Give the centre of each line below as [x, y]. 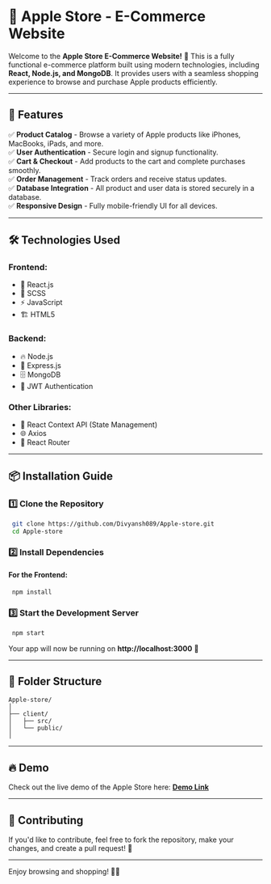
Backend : [27, 339]
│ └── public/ [35, 728]
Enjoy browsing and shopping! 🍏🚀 [65, 872]
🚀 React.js [37, 285]
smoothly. [25, 170]
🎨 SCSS [33, 294]
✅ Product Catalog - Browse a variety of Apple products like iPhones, [125, 134]
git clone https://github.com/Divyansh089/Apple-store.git [113, 524]
